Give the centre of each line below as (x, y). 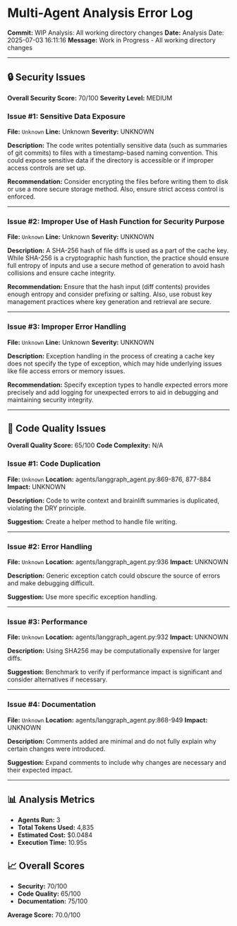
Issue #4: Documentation (52, 705)
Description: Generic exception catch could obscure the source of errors (114, 576)
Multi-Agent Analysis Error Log (100, 13)
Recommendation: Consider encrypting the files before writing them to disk (118, 182)
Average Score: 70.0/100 (44, 915)
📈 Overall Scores (46, 866)
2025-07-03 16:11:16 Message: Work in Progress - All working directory (112, 40)
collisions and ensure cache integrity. (62, 273)
